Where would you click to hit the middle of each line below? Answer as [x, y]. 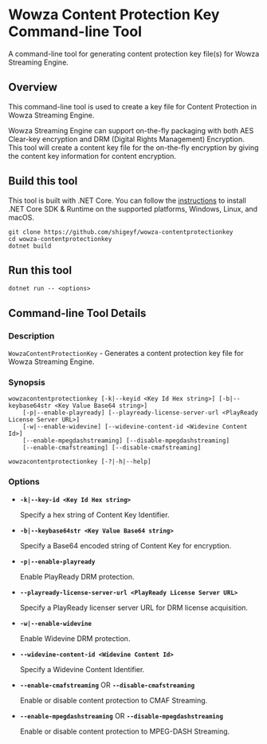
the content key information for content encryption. [92, 156]
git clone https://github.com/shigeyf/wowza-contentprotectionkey [121, 232]
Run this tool [40, 270]
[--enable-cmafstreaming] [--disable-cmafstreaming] [112, 448]
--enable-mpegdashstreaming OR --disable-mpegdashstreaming [121, 715]
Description [31, 335]
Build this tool [43, 181]
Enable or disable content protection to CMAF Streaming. [114, 700]
